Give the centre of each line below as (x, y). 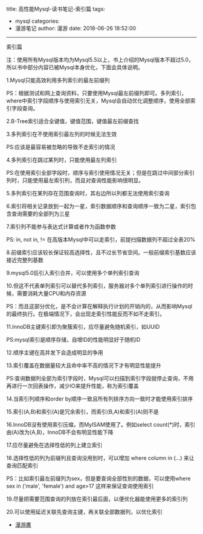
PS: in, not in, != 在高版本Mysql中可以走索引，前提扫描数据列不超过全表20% (101, 239)
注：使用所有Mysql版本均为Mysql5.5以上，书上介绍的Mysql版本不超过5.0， (100, 60)
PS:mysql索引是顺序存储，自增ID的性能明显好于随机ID (73, 340)
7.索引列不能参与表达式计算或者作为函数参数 (61, 227)
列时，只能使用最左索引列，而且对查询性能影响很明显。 (75, 180)
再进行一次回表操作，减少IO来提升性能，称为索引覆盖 (72, 386)
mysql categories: (37, 21)
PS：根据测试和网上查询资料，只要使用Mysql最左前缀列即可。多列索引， (97, 93)
